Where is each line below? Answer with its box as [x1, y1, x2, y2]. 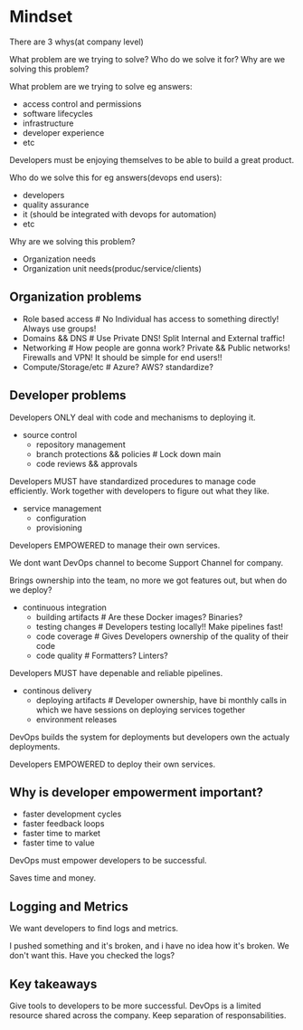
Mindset [9, 6, 73, 27]
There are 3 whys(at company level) [9, 36, 145, 47]
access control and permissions [22, 98, 142, 110]
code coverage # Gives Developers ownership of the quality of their [35, 631, 289, 642]
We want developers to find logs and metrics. [9, 923, 179, 934]
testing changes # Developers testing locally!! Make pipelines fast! [35, 621, 283, 632]
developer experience [22, 127, 105, 138]
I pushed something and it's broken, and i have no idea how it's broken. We [9, 940, 289, 951]
